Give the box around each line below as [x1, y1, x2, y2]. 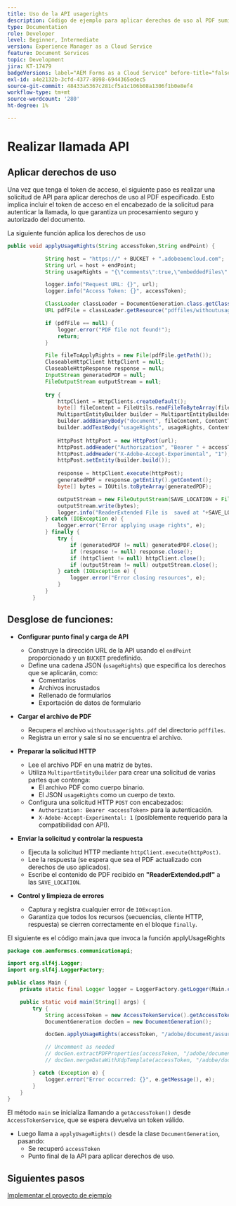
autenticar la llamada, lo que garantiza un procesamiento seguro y [7, 207, 199, 216]
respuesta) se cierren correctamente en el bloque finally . [27, 920, 198, 928]
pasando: [17, 1137, 45, 1145]
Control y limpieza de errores [17, 891, 104, 899]
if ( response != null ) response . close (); [70, 548, 193, 555]
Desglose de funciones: [7, 614, 114, 626]
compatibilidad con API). [38, 820, 110, 829]
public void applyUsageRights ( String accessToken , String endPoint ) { [7, 242, 216, 250]
